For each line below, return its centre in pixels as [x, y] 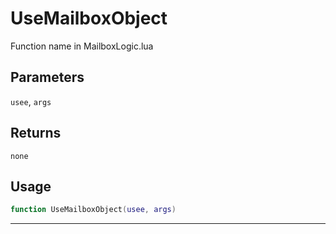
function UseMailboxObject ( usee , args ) [93, 210]
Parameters [47, 77]
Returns [36, 133]
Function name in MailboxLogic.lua [82, 46]
